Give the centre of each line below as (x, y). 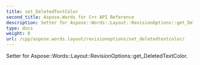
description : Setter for (37, 22)
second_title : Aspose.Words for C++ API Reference (70, 17)
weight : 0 (18, 34)
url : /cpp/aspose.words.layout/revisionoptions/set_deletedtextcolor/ (96, 39)
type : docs (20, 28)
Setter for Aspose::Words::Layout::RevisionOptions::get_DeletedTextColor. (97, 56)
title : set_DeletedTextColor (42, 12)
